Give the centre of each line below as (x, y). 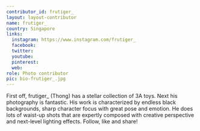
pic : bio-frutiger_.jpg (36, 79)
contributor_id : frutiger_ (40, 12)
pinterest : (25, 62)
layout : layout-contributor (42, 17)
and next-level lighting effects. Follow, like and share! (72, 121)
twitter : (23, 51)
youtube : (23, 56)
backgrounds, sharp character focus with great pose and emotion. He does (100, 109)
